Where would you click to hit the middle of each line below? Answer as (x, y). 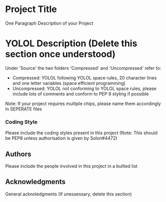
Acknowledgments (36, 182)
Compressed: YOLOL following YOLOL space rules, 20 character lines (85, 78)
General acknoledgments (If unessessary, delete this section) (68, 194)
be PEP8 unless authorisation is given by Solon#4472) (61, 138)
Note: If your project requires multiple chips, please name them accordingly (83, 104)
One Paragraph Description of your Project (49, 23)
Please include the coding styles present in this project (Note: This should (81, 133)
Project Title (31, 9)
